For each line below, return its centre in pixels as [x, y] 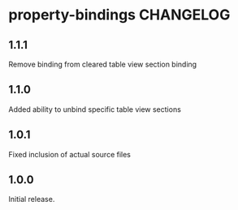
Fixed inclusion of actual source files [70, 154]
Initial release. [32, 199]
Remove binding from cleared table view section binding [103, 64]
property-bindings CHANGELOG [119, 15]
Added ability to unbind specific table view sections [95, 109]
